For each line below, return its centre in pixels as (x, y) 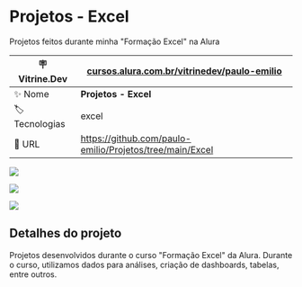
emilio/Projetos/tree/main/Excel (147, 149)
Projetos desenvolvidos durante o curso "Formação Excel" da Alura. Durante (151, 255)
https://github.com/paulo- (136, 139)
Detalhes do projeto (66, 233)
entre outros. (33, 274)
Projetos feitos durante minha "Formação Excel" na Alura (115, 41)
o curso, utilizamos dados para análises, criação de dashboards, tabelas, (144, 265)
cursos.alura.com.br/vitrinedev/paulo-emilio (184, 71)
